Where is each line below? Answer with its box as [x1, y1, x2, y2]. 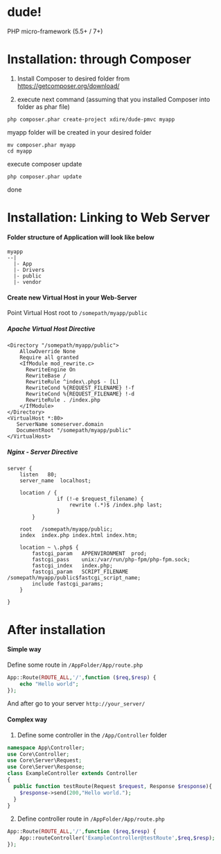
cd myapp [7, 147, 33, 155]
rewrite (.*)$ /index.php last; [69, 502, 163, 509]
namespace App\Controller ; [7, 744, 85, 751]
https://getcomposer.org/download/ [17, 81, 120, 90]
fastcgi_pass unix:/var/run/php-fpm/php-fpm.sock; [32, 556, 191, 563]
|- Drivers [13, 266, 45, 274]
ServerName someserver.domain [16, 421, 104, 428]
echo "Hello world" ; [19, 681, 79, 688]
